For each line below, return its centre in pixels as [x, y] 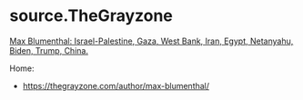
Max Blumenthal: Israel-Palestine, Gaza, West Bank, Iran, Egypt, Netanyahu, [151, 41]
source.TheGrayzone [91, 16]
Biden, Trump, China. [49, 50]
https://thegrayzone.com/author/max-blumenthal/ [116, 85]
